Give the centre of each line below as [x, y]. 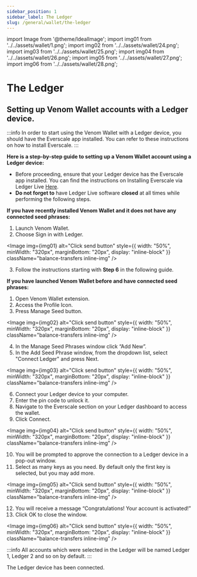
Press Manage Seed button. [49, 311]
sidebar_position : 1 [32, 11]
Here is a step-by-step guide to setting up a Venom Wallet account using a [99, 157]
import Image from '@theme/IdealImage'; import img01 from [79, 39]
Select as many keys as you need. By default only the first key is [93, 467]
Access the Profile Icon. [44, 305]
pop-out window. [36, 461]
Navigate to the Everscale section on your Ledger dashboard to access [101, 407]
